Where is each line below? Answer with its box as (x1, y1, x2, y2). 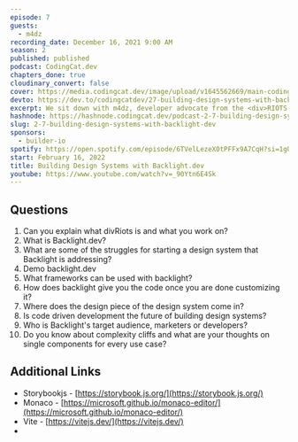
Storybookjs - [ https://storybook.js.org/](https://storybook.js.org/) (22, 387, 264, 399)
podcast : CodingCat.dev (10, 63, 98, 72)
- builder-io (18, 136, 66, 145)
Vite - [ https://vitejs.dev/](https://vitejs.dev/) (22, 415, 184, 426)
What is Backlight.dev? (22, 236, 107, 246)
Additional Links (10, 364, 102, 379)
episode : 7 (10, 12, 50, 22)
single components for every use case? (22, 338, 167, 350)
